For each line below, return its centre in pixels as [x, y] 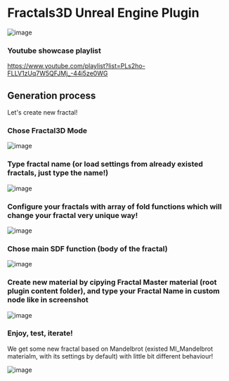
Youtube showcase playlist [54, 51]
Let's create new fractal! [42, 112]
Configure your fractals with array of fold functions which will [115, 207]
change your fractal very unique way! [73, 215]
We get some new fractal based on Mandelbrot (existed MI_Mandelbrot [110, 349]
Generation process [52, 95]
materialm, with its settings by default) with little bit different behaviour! [110, 356]
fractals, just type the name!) [58, 173]
